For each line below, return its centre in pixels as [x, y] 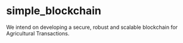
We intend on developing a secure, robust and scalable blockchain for [92, 27]
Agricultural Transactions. [38, 33]
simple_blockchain [54, 11]
